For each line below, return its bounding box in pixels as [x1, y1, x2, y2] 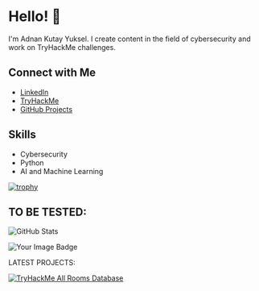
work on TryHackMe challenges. [8, 42, 117, 52]
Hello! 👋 [8, 7, 62, 26]
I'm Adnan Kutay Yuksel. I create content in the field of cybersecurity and [8, 34, 251, 44]
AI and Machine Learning [19, 166, 104, 176]
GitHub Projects [19, 104, 73, 114]
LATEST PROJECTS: [8, 258, 76, 268]
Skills [8, 128, 36, 142]
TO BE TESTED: [8, 205, 87, 218]
